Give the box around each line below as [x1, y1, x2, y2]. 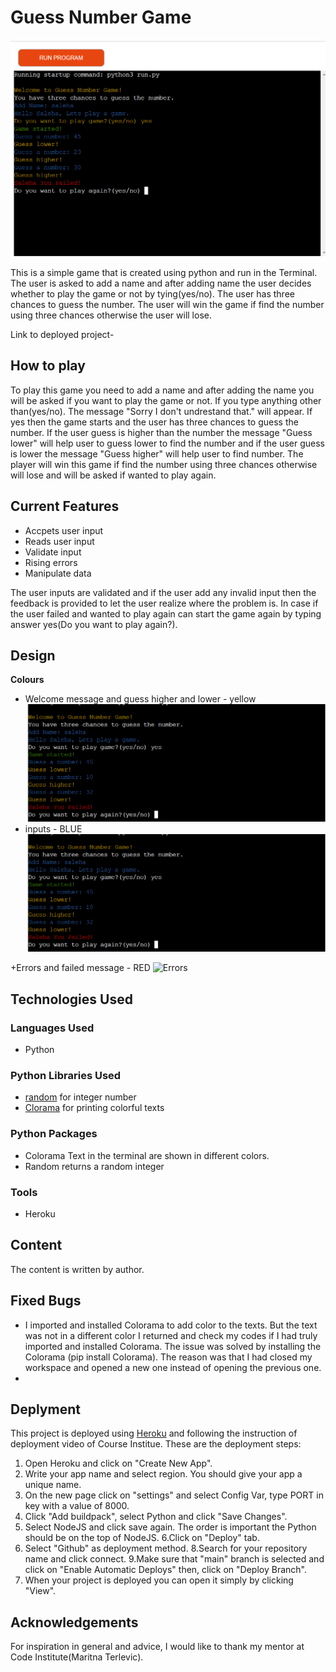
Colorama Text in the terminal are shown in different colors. [24, 1149, 270, 1161]
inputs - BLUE [24, 823, 83, 835]
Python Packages [10, 1127, 98, 1141]
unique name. [24, 1479, 82, 1491]
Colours [10, 674, 45, 686]
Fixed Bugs [10, 1292, 82, 1310]
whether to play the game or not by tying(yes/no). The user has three [10, 287, 295, 300]
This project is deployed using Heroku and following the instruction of [10, 1427, 298, 1440]
